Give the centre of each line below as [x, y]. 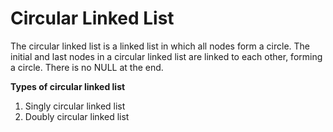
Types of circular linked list [68, 86]
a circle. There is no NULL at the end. [87, 67]
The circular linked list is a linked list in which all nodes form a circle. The [160, 46]
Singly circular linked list [75, 106]
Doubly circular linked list [77, 116]
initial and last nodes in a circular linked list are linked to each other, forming [166, 56]
